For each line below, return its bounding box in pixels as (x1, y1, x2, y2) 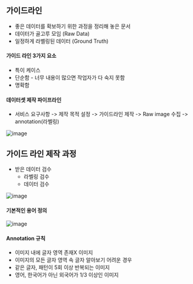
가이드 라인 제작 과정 (6, 148, 77, 159)
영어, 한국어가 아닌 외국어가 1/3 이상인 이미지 (14, 271, 119, 279)
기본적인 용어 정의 (6, 207, 48, 214)
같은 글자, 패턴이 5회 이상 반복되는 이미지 (14, 264, 110, 271)
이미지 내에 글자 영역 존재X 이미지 (14, 249, 93, 256)
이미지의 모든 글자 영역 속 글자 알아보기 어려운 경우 (14, 257, 132, 264)
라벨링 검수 (23, 173, 49, 180)
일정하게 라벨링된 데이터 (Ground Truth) (14, 38, 109, 45)
